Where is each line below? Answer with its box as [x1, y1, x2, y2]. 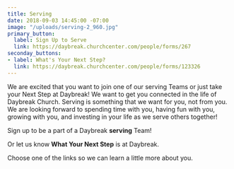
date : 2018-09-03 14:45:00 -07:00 [7, 17, 110, 24]
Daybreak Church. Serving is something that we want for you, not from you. [7, 97, 228, 106]
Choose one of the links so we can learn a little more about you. [7, 153, 193, 162]
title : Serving [7, 10, 52, 18]
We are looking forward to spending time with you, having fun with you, [7, 105, 216, 113]
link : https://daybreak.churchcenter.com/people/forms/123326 [13, 63, 201, 70]
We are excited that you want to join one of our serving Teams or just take [7, 82, 223, 91]
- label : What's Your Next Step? [7, 57, 106, 64]
